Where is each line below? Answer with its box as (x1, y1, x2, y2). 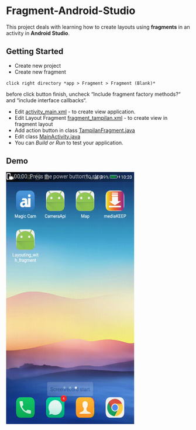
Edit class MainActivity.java (14, 133, 81, 140)
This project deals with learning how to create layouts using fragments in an (6, 23, 190, 30)
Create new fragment (14, 68, 66, 75)
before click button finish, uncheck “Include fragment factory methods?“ (6, 91, 181, 98)
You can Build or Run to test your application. (14, 139, 124, 146)
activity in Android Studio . (6, 29, 70, 36)
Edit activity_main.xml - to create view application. (14, 108, 136, 115)
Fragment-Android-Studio (6, 4, 136, 18)
